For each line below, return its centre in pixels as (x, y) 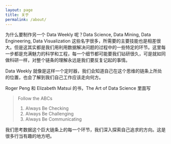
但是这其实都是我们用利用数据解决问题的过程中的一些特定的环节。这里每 (90, 47)
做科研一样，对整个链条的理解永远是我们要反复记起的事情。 (68, 60)
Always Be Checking (47, 108)
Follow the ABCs (35, 99)
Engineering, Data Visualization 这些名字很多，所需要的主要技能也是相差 (81, 41)
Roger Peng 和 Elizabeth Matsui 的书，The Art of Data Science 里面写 (78, 88)
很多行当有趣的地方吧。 (30, 136)
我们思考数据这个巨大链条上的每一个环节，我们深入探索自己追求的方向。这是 (85, 130)
